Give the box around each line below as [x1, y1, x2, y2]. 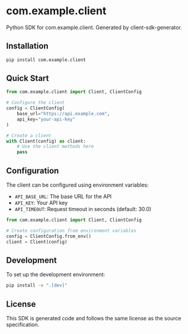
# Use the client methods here [17, 144, 94, 150]
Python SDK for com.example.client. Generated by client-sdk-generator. [6, 24, 182, 31]
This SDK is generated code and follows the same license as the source [6, 315, 181, 322]
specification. [6, 321, 40, 328]
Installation [6, 41, 49, 51]
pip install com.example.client [6, 56, 86, 63]
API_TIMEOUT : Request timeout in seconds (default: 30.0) [14, 206, 152, 212]
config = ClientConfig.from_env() [6, 233, 92, 239]
